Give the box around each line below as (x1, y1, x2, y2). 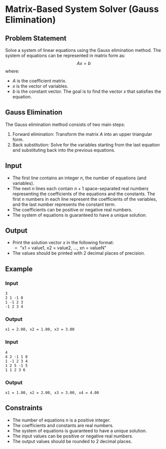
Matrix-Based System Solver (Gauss (5, 3, 159, 15)
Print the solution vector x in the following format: (12, 240, 114, 246)
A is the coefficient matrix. (12, 78, 67, 83)
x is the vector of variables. (12, 83, 69, 89)
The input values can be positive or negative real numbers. (12, 433, 134, 439)
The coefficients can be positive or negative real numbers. (12, 206, 133, 213)
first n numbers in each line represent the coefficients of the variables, (12, 196, 158, 202)
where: (5, 68, 20, 74)
